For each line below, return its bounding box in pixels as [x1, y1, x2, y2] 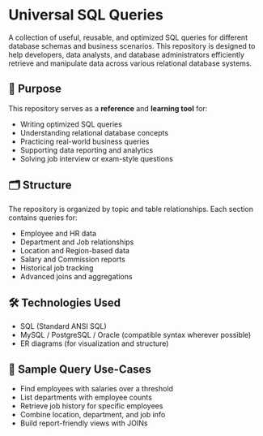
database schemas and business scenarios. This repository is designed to [8, 41, 256, 50]
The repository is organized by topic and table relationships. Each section [8, 204, 253, 214]
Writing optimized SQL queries [19, 119, 123, 129]
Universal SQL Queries [8, 6, 163, 24]
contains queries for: [8, 213, 78, 222]
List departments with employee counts [19, 392, 152, 403]
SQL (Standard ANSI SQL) [19, 322, 107, 331]
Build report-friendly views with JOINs [19, 418, 148, 428]
